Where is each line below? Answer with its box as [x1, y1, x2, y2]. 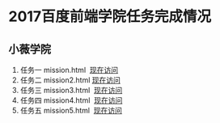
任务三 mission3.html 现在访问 [19, 86, 123, 95]
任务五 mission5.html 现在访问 [19, 106, 123, 115]
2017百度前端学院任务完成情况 [8, 7, 212, 26]
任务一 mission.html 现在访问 [19, 66, 119, 74]
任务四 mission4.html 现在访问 [19, 95, 123, 105]
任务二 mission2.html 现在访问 [19, 75, 121, 85]
